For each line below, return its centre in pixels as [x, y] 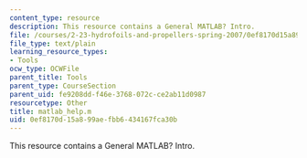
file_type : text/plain [53, 43]
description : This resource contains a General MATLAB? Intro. [132, 26]
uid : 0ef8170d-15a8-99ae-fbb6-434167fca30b [94, 120]
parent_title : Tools [49, 78]
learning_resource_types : [58, 52]
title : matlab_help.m [51, 111]
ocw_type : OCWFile [44, 69]
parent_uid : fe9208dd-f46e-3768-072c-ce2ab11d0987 [108, 94]
